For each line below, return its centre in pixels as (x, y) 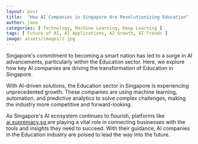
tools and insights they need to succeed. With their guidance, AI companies (98, 128)
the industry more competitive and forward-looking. (69, 104)
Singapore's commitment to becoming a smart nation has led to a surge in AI (99, 56)
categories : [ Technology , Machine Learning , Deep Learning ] (84, 28)
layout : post (22, 11)
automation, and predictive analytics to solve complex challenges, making (96, 98)
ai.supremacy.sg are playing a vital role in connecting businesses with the (96, 122)
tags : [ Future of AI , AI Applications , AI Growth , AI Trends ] (87, 34)
